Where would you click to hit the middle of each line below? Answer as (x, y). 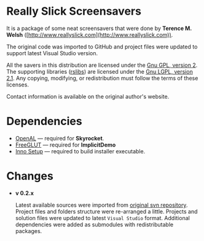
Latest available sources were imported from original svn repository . (101, 205)
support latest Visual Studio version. (52, 53)
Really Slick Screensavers (74, 11)
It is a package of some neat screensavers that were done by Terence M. (99, 28)
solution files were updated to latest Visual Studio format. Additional (103, 218)
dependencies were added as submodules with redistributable (94, 224)
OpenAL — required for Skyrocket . (60, 138)
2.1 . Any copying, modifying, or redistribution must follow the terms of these (102, 78)
